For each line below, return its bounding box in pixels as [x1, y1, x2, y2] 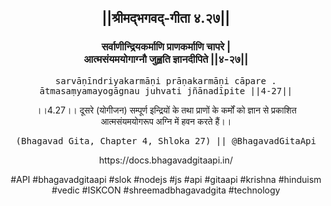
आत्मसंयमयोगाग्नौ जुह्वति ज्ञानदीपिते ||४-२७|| [83, 52, 249, 66]
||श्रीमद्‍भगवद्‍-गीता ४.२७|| [101, 10, 231, 27]
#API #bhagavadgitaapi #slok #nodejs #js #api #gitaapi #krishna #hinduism [10, 173, 322, 185]
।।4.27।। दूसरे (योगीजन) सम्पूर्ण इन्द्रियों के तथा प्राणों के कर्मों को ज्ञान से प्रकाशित [35, 104, 297, 116]
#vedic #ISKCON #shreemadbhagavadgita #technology [51, 184, 281, 196]
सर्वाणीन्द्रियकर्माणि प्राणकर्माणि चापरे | [101, 40, 231, 54]
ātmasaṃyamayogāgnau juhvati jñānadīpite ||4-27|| [39, 85, 293, 96]
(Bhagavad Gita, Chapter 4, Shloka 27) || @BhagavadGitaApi [15, 135, 317, 146]
